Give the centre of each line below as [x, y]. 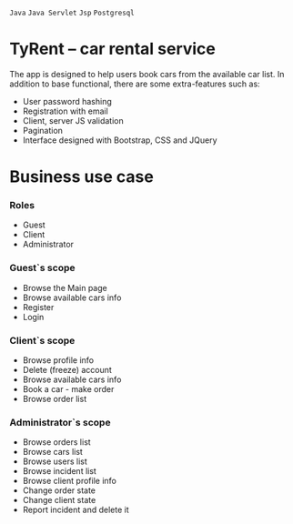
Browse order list [55, 399]
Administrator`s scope [60, 422]
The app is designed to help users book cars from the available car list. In [147, 74]
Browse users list [55, 461]
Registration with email [66, 111]
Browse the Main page [65, 287]
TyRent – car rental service [113, 49]
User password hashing [67, 101]
